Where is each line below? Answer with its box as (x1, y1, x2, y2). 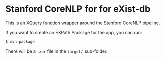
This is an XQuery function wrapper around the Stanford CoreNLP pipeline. (5, 20, 160, 26)
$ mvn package (5, 39, 35, 44)
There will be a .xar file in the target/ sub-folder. (5, 48, 108, 54)
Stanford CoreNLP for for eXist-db (5, 3, 151, 15)
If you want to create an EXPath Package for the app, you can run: (5, 29, 142, 35)
